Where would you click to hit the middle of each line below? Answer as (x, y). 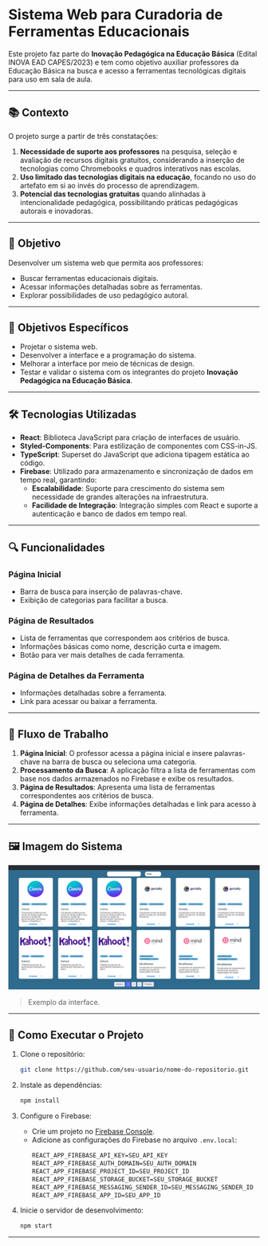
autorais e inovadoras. (56, 211)
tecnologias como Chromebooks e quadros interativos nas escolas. (130, 168)
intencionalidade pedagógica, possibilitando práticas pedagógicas (129, 202)
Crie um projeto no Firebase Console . (93, 1131)
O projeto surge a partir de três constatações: (83, 136)
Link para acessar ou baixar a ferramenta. (89, 702)
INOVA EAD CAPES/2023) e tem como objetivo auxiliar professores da (124, 62)
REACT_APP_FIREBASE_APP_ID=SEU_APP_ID (96, 1195)
